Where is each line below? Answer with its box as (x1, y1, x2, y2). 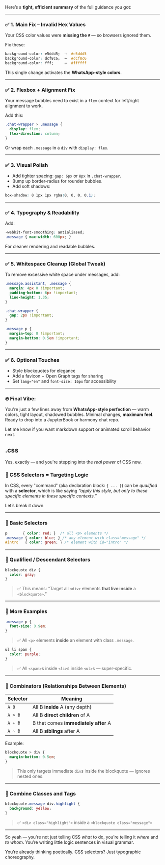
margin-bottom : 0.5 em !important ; (9, 336, 80, 340)
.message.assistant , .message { (5, 281, 71, 286)
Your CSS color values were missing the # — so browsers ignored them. (5, 32, 151, 38)
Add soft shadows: (12, 184, 51, 189)
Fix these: (5, 42, 25, 48)
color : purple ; (9, 652, 41, 657)
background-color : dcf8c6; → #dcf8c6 (5, 56, 87, 61)
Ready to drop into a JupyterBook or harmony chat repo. (5, 417, 119, 423)
